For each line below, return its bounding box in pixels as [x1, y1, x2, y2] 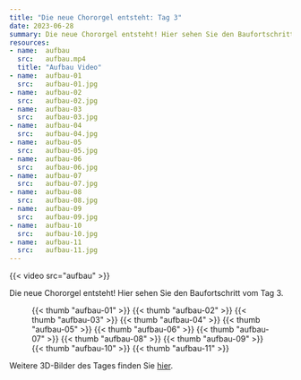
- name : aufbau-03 [9, 105, 82, 114]
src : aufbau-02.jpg [17, 96, 99, 106]
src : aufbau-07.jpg [17, 180, 99, 189]
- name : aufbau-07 [9, 171, 82, 180]
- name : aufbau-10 [9, 221, 82, 230]
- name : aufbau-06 [9, 154, 82, 164]
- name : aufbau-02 [9, 88, 82, 97]
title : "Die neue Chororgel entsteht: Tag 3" [9, 13, 182, 22]
